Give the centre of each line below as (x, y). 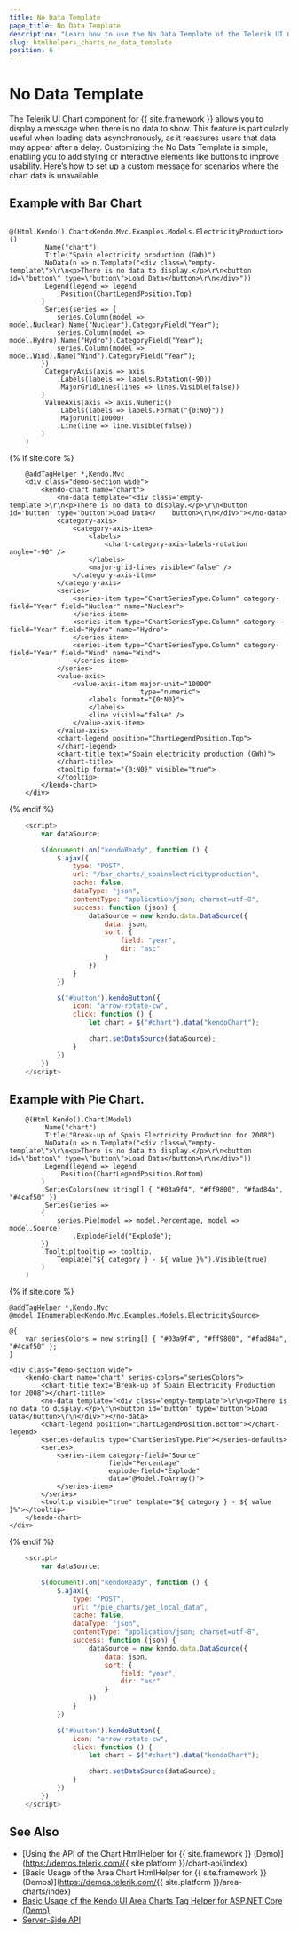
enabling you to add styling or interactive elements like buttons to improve (145, 157)
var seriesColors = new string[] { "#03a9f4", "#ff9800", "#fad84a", (157, 1339)
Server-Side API (51, 1920)
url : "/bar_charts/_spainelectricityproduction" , (166, 875)
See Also (34, 1832)
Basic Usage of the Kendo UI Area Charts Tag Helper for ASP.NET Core (152, 1900)
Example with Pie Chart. (77, 1099)
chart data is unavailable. (55, 176)
